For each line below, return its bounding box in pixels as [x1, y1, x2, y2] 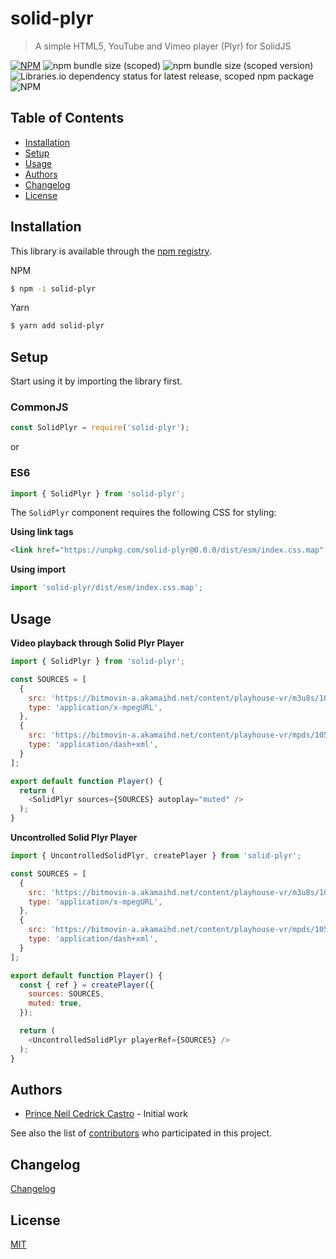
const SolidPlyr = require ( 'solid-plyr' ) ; [10, 423, 190, 433]
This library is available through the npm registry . [10, 245, 212, 257]
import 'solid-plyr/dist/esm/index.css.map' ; [10, 583, 203, 593]
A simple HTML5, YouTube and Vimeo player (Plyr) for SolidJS [34, 40, 292, 52]
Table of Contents [10, 110, 125, 127]
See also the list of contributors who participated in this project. [10, 1127, 273, 1139]
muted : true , [28, 998, 83, 1009]
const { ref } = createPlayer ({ [19, 980, 155, 990]
